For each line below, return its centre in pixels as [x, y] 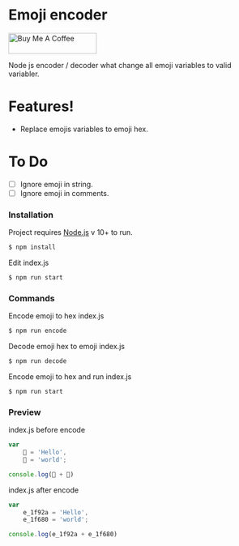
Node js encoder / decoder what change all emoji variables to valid [120, 65]
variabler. [24, 74]
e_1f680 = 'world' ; [56, 520]
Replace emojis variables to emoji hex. [84, 129]
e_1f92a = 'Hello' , [56, 512]
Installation [31, 215]
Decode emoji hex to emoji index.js [67, 347]
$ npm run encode [38, 331]
